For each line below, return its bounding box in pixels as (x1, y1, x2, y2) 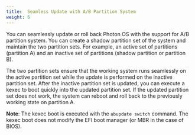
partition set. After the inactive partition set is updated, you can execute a (6, 79, 185, 86)
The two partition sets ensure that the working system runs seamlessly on (6, 67, 186, 74)
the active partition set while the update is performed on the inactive (6, 73, 173, 81)
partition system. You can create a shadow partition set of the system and (6, 37, 186, 44)
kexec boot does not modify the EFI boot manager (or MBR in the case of (6, 116, 184, 123)
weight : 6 (6, 14, 31, 20)
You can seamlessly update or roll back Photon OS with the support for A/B (6, 30, 190, 37)
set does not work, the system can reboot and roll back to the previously (6, 92, 183, 99)
